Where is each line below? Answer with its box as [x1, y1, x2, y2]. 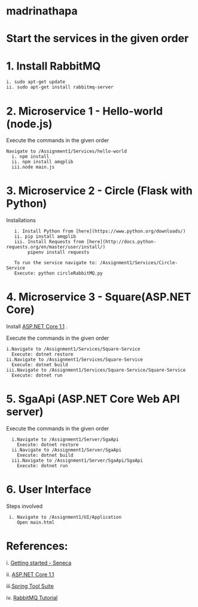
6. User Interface [6, 483, 92, 497]
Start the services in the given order [6, 32, 189, 46]
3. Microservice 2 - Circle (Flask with [6, 184, 193, 198]
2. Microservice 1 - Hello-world [6, 104, 163, 118]
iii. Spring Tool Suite [6, 582, 54, 590]
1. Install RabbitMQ [6, 59, 101, 73]
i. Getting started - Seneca [6, 559, 72, 566]
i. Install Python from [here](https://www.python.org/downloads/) [14, 228, 186, 235]
